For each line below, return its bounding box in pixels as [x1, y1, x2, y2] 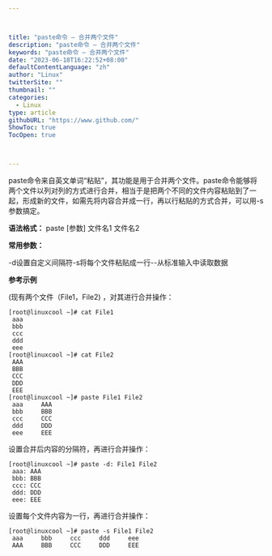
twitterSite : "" [8, 79, 63, 87]
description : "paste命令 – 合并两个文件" [8, 41, 140, 49]
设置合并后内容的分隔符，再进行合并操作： [8, 444, 151, 454]
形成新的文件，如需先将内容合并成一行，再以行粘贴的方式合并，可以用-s [22, 196, 264, 205]
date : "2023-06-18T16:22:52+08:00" [8, 56, 129, 64]
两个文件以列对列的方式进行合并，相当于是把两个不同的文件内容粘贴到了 [8, 186, 249, 195]
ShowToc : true [8, 123, 57, 132]
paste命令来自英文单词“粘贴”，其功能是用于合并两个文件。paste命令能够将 [8, 176, 257, 185]
